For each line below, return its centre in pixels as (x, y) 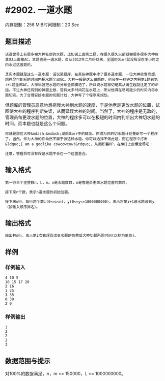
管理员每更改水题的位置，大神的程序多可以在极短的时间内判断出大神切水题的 (82, 117)
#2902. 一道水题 (39, 10)
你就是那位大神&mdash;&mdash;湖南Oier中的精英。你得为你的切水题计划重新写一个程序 (82, 133)
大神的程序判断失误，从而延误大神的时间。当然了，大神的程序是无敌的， (87, 111)
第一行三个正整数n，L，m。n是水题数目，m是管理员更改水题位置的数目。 (67, 183)
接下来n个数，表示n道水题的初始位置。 (39, 192)
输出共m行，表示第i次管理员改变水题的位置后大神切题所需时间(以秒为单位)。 (72, 236)
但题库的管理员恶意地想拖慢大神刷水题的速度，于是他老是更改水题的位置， (80, 105)
